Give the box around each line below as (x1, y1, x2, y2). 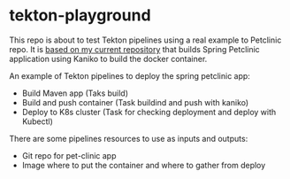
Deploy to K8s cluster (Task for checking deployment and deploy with (21, 106, 277, 117)
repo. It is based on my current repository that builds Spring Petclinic (9, 43, 261, 54)
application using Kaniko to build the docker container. (9, 53, 208, 64)
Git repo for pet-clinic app (21, 150, 117, 160)
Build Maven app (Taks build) (21, 88, 129, 98)
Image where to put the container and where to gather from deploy (21, 160, 266, 170)
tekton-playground (9, 5, 152, 26)
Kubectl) (21, 116, 53, 127)
